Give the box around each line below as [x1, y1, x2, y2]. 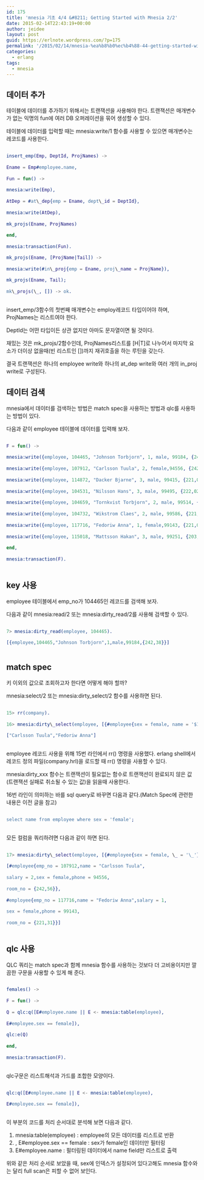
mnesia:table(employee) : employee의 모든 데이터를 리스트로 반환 [15, 1131, 174, 1139]
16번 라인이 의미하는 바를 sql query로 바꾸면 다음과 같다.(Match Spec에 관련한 [6, 791, 193, 798]
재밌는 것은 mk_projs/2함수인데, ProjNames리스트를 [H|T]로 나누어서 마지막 [6, 339, 188, 347]
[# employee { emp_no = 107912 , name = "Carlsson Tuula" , [6, 863, 146, 869]
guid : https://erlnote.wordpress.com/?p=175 [6, 37, 121, 43]
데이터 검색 [6, 387, 46, 398]
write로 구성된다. [6, 367, 47, 375]
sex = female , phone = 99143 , [6, 908, 80, 914]
